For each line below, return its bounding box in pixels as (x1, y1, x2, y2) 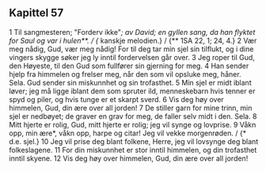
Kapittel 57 (9, 6, 64, 20)
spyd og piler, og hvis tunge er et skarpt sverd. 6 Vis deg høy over (9, 94, 224, 104)
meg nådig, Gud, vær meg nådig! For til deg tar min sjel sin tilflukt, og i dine (9, 44, 254, 54)
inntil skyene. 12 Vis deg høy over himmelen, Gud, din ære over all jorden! (9, 154, 249, 163)
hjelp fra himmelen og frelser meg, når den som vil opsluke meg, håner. (9, 69, 241, 78)
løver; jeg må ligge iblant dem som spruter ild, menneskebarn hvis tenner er (9, 86, 256, 96)
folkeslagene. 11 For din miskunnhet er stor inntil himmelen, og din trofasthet (9, 145, 257, 154)
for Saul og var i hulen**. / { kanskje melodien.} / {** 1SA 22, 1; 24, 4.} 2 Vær (9, 36, 257, 45)
